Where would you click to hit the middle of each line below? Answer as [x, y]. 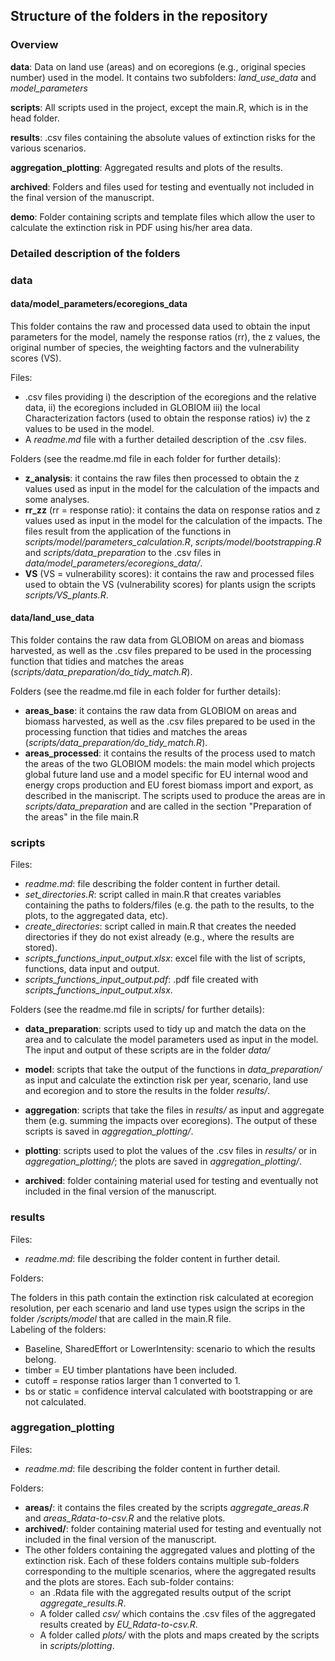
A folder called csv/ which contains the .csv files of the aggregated [178, 1613]
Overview [34, 45]
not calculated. [55, 1401]
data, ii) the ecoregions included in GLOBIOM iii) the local [142, 407]
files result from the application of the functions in [128, 531]
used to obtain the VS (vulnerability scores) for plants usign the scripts [170, 584]
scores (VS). [36, 358]
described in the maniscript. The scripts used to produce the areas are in [175, 795]
